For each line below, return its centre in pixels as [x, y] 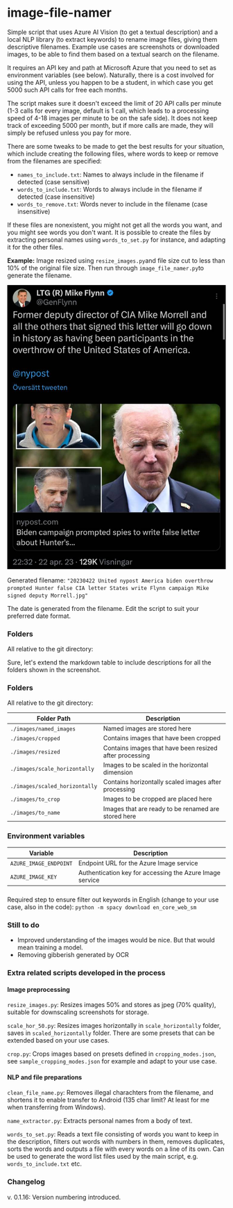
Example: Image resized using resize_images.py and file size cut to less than [116, 260]
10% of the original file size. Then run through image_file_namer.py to [106, 268]
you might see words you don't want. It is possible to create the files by [109, 232]
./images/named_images [43, 729]
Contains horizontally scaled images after [162, 782]
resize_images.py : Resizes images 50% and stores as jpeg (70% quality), [112, 1005]
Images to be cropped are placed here [158, 799]
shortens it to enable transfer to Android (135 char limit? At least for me [109, 1100]
